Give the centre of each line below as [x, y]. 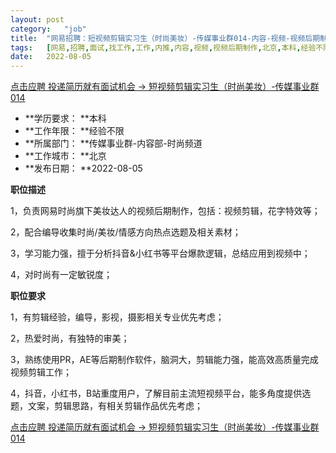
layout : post [37, 19]
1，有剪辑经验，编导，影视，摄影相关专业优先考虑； [117, 317]
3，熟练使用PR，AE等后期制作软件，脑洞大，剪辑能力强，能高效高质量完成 [164, 360]
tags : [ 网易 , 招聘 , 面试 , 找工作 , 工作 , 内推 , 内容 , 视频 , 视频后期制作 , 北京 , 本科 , [156, 47]
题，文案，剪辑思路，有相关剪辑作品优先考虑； [106, 406]
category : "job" [48, 29]
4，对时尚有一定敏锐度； [61, 275]
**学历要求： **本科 [65, 118]
